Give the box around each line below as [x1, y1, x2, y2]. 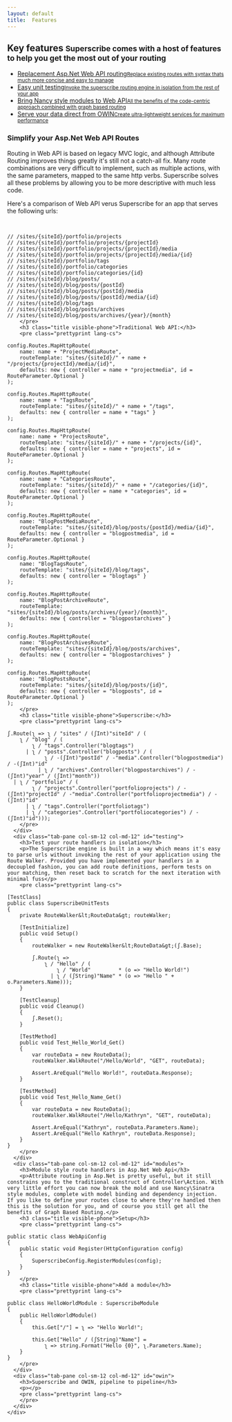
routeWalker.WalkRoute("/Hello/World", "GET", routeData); [32, 1057, 206, 1064]
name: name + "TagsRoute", [19, 396, 97, 404]
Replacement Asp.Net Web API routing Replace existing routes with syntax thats [17, 70, 224, 78]
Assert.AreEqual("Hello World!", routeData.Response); [32, 1069, 193, 1076]
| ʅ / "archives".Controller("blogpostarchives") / [37, 766, 190, 773]
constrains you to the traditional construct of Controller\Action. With [7, 1178, 224, 1185]
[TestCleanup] [19, 997, 60, 1004]
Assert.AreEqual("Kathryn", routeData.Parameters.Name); [32, 1123, 199, 1131]
